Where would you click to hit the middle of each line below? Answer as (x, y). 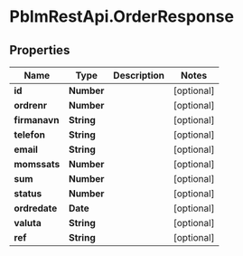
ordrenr (31, 105)
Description (139, 76)
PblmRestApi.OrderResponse (122, 17)
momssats (37, 164)
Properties (40, 50)
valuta (28, 223)
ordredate (36, 208)
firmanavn (37, 120)
